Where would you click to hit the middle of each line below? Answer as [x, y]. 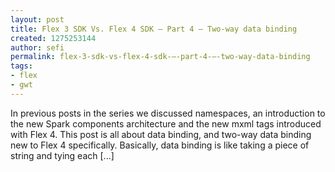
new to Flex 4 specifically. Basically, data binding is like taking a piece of [160, 145]
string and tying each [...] [62, 155]
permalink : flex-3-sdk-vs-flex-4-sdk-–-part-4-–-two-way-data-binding [160, 57]
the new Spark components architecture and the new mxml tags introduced [166, 123]
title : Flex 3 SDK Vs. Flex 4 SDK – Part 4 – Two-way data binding [154, 29]
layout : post [37, 19]
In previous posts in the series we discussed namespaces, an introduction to [168, 113]
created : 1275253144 [53, 38]
